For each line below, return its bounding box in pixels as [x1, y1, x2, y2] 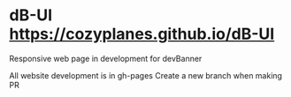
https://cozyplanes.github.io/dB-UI [9, 24, 275, 44]
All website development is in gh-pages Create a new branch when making [9, 70, 283, 80]
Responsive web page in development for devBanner [9, 53, 203, 63]
